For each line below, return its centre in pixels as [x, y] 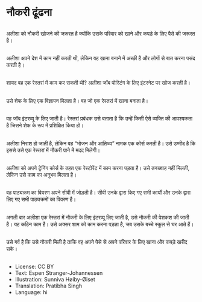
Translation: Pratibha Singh [49, 286]
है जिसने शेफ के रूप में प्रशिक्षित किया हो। [45, 126]
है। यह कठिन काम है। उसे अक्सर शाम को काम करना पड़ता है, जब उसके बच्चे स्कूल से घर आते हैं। [100, 224]
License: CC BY [34, 267]
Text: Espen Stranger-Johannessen [59, 273]
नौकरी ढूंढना [29, 12]
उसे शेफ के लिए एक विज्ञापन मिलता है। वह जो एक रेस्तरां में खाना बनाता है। [77, 101]
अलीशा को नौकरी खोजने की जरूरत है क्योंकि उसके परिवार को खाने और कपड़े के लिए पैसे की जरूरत [101, 33]
